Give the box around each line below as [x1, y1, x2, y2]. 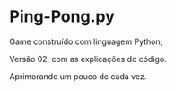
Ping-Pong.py [9, 6, 115, 27]
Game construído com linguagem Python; [9, 36, 163, 47]
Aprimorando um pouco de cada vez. [9, 70, 147, 82]
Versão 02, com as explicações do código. [9, 53, 168, 64]
